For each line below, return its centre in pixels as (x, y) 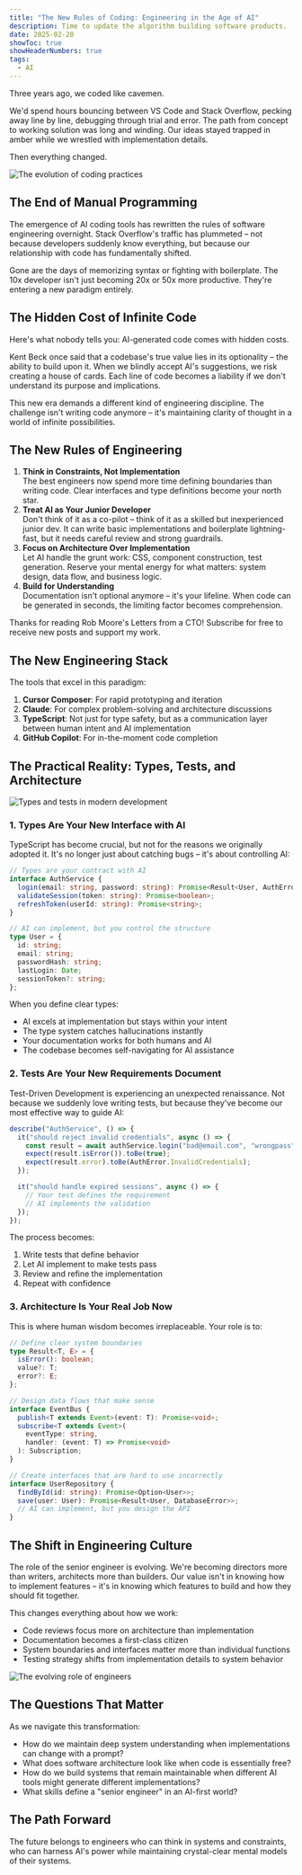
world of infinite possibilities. (62, 422)
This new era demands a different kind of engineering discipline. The (137, 403)
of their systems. (40, 1861)
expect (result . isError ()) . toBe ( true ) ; (98, 1154)
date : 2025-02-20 (42, 34)
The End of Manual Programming (103, 203)
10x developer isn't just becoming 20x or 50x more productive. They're (141, 280)
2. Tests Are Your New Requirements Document (115, 1073)
